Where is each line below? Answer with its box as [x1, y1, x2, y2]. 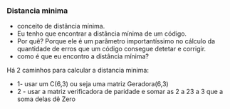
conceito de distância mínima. [16, 22, 105, 31]
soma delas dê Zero [16, 95, 76, 103]
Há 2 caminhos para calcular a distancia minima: [6, 66, 149, 75]
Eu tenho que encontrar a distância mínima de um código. [16, 29, 187, 38]
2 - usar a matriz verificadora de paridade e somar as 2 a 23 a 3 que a [16, 88, 224, 96]
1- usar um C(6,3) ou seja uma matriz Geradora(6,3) [16, 80, 169, 88]
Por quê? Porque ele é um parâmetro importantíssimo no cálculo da [16, 37, 215, 46]
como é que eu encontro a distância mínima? [16, 52, 149, 61]
